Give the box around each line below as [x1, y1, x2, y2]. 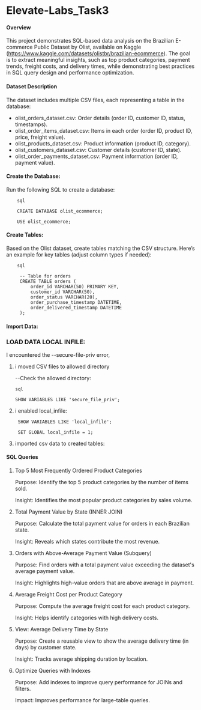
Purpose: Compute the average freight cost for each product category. [14, 602, 190, 610]
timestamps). [14, 121, 48, 128]
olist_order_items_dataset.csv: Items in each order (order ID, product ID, [14, 127, 193, 134]
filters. [14, 685, 31, 693]
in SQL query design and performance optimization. [6, 69, 134, 76]
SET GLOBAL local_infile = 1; [17, 429, 94, 435]
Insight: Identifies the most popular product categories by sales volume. [14, 497, 193, 504]
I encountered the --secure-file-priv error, [6, 351, 110, 358]
